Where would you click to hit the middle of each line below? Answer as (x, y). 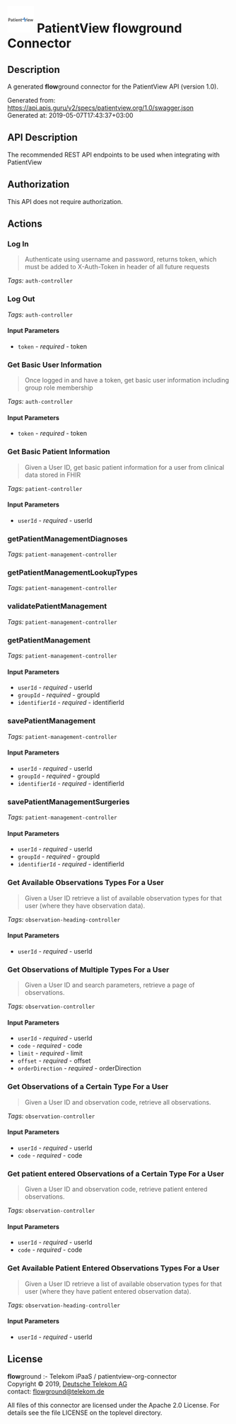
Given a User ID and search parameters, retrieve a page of (110, 985)
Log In (18, 244)
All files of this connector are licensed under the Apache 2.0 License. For (114, 1405)
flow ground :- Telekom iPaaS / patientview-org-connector (92, 1376)
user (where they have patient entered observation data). (108, 1291)
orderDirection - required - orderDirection (79, 1068)
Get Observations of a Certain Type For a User (88, 1087)
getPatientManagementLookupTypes (72, 572)
